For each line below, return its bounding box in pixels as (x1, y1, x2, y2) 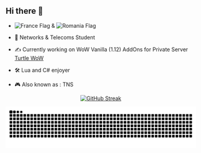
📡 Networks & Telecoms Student (14, 34, 95, 41)
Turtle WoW (14, 54, 44, 61)
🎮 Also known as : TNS (14, 81, 74, 88)
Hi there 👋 (5, 6, 43, 16)
